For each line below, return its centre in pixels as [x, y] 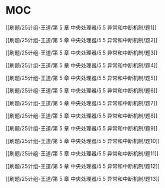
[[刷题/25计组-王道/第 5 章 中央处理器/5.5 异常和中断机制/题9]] [82, 128]
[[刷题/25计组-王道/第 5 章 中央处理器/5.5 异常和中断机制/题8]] [82, 116]
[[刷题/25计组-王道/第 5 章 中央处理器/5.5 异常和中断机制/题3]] [82, 52]
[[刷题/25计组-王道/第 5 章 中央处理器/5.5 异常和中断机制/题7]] [81, 103]
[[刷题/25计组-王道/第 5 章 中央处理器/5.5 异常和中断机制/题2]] [82, 40]
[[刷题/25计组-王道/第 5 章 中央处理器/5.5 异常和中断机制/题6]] [82, 90]
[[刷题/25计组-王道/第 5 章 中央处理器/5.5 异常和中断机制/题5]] [82, 78]
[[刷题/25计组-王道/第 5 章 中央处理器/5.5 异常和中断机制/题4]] [82, 65]
